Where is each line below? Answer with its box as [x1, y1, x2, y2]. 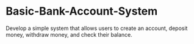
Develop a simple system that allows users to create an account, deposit [5, 24, 188, 32]
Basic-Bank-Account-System [5, 4, 158, 18]
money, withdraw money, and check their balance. [5, 31, 132, 38]
